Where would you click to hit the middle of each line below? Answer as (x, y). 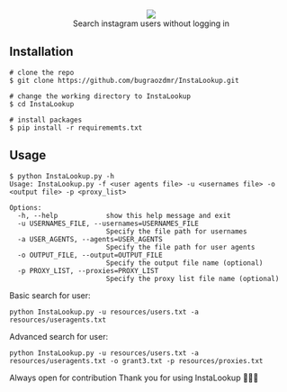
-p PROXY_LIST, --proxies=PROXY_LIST (88, 270)
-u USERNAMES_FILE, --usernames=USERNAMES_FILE (108, 223)
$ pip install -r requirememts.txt (76, 128)
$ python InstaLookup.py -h (62, 176)
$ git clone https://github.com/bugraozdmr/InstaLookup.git (125, 80)
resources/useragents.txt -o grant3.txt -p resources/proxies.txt (136, 360)
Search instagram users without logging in (151, 23)
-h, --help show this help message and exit (124, 215)
